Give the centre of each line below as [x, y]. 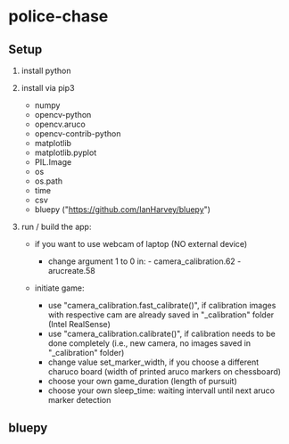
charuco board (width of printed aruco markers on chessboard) [165, 371]
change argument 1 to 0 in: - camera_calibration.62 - [144, 261]
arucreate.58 [71, 271]
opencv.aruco [60, 124]
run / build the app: [56, 226]
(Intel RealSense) [79, 324]
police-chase [58, 16]
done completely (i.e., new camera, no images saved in [149, 343]
